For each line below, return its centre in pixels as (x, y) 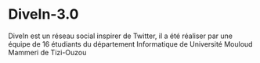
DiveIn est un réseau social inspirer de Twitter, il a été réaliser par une (121, 36)
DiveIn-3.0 (43, 14)
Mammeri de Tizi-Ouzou (47, 52)
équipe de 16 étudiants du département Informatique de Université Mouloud (130, 44)
